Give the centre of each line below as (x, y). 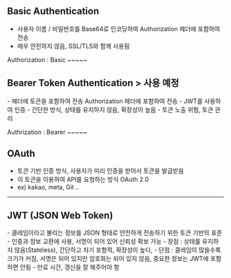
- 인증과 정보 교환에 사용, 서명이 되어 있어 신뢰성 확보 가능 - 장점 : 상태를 (104, 242)
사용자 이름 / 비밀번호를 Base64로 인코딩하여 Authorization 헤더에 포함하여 (119, 29)
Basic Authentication (53, 11)
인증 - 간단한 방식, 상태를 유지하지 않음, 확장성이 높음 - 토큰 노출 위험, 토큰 (114, 109)
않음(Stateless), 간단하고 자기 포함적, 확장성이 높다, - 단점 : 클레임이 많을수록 (118, 250)
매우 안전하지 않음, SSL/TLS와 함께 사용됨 (73, 46)
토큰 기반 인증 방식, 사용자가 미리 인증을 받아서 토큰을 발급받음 (100, 171)
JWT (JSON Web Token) (60, 215)
